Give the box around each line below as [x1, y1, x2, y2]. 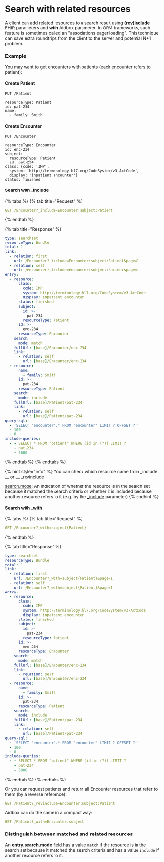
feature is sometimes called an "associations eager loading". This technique [5, 30, 159, 36]
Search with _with [5, 505, 43, 511]
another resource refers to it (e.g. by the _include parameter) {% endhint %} [5, 493, 159, 499]
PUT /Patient [5, 91, 32, 96]
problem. [5, 40, 24, 46]
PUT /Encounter [5, 134, 36, 139]
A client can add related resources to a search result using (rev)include [5, 20, 150, 26]
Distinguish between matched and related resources [5, 831, 133, 837]
